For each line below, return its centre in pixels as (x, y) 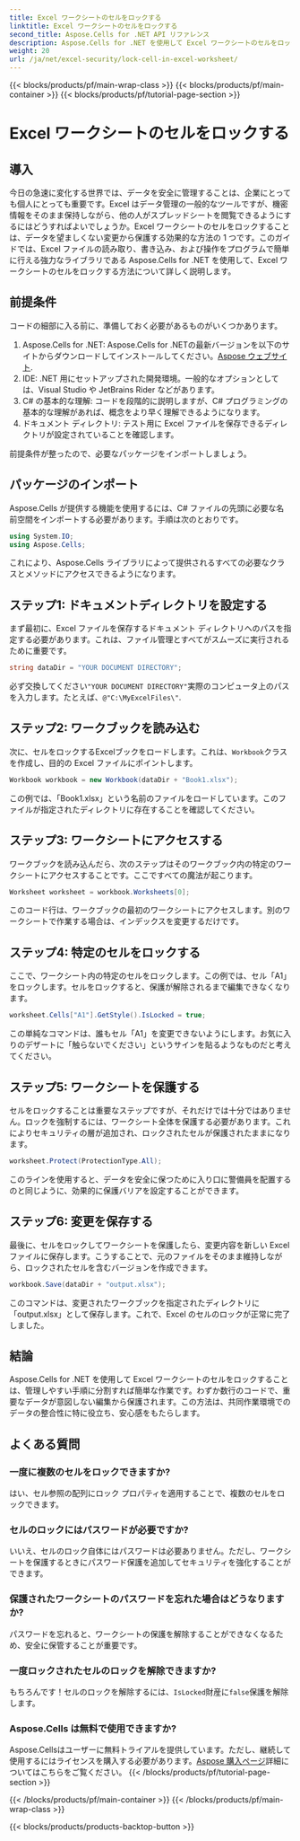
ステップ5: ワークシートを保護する (105, 1087)
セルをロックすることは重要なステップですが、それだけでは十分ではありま (146, 1110)
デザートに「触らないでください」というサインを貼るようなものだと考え (158, 1045)
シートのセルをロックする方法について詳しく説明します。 (130, 271)
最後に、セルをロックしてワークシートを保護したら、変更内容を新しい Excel (150, 1245)
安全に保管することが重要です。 (83, 1645)
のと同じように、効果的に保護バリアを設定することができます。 (127, 1190)
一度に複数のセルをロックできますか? (90, 1472)
